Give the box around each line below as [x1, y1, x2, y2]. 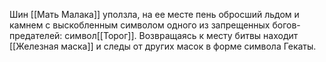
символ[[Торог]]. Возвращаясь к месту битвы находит [64, 30, 299, 41]
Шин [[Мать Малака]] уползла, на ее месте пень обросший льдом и [9, 9, 300, 20]
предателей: [9, 30, 63, 41]
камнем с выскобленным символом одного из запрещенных [9, 19, 271, 31]
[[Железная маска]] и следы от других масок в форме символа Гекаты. [9, 40, 317, 52]
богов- [272, 19, 301, 31]
